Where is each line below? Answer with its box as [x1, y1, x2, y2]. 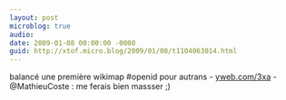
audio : [9, 30, 35, 39]
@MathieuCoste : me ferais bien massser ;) [9, 81, 171, 92]
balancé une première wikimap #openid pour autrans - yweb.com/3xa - [9, 71, 277, 82]
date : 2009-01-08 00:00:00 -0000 [9, 38, 136, 48]
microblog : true [9, 22, 71, 31]
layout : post [9, 13, 59, 23]
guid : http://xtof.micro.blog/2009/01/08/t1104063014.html [9, 47, 238, 56]
